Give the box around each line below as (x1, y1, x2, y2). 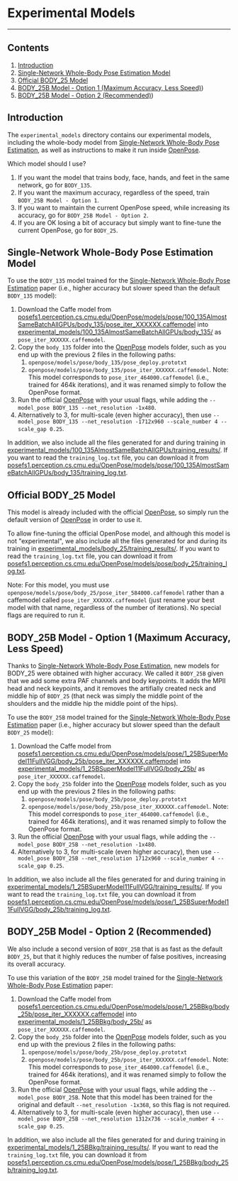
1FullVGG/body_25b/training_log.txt (7, 905, 110, 913)
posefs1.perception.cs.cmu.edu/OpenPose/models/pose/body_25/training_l (7, 560, 228, 568)
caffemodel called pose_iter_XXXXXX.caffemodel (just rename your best (7, 596, 215, 604)
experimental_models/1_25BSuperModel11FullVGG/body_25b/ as (17, 765, 205, 773)
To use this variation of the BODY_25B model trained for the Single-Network (7, 973, 223, 981)
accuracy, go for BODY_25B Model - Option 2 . (17, 211, 149, 219)
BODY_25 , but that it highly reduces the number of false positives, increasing (7, 952, 227, 960)
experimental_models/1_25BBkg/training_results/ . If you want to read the (7, 1143, 218, 1151)
